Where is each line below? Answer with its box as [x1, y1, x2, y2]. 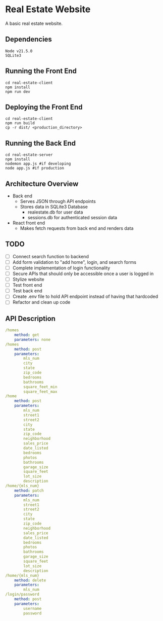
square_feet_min [23, 384, 58, 389]
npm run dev [5, 89, 30, 94]
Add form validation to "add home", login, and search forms [12, 259, 137, 265]
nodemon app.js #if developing [5, 161, 71, 166]
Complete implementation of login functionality [12, 265, 111, 271]
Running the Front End [5, 67, 77, 76]
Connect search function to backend [12, 253, 89, 259]
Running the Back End [5, 139, 76, 148]
